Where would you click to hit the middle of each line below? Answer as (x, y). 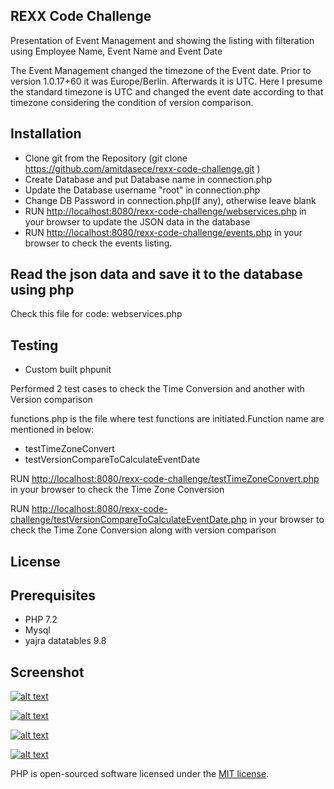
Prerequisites (53, 595)
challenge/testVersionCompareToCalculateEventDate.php (128, 520)
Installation (46, 134)
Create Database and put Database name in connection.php (148, 179)
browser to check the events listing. (98, 243)
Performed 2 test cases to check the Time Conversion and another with (157, 389)
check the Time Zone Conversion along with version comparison (143, 530)
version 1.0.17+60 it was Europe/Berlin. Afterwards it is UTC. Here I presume (166, 81)
